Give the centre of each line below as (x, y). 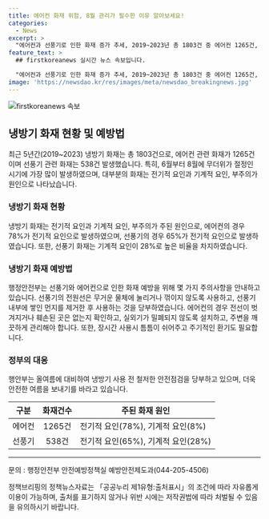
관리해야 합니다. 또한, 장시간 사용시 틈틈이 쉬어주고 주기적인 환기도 (133, 328)
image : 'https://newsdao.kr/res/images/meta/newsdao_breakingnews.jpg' (130, 82)
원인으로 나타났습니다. (43, 184)
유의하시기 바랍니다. (48, 507)
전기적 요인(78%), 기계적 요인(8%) (143, 426)
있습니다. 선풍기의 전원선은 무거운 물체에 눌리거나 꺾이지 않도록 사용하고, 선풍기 (132, 297)
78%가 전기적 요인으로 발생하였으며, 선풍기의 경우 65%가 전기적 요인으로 (123, 236)
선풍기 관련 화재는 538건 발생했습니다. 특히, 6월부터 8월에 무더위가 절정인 (138, 164)
